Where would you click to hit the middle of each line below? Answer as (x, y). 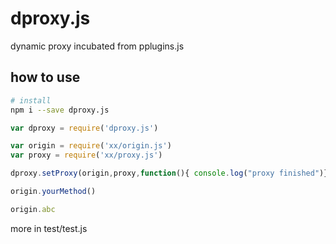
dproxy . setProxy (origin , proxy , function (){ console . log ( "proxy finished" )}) (171, 173)
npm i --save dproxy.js (60, 110)
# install (31, 100)
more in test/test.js (49, 228)
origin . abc (33, 209)
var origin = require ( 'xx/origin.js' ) (91, 146)
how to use (45, 77)
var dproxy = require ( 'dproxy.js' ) (84, 128)
